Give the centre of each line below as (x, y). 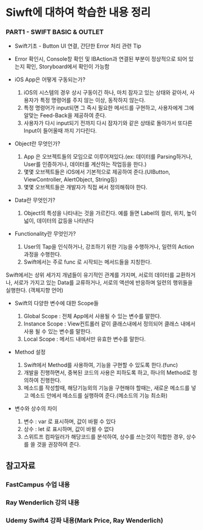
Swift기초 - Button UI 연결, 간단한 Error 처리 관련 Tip (78, 46)
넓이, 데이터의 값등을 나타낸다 (59, 221)
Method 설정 (30, 352)
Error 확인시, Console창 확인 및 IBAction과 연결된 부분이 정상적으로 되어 (101, 59)
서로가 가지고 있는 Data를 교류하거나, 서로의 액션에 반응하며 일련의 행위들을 (103, 283)
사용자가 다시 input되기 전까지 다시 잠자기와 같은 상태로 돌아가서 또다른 (108, 123)
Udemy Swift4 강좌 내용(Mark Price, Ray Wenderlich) (84, 520)
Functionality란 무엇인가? (45, 234)
